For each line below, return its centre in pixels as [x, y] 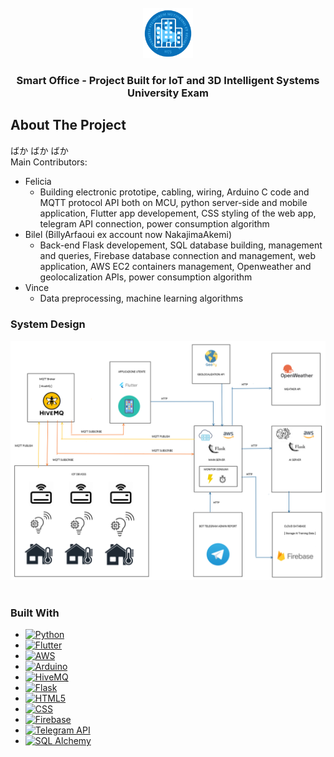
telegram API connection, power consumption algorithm [154, 223]
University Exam [167, 93]
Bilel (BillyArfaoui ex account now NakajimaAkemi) [128, 234]
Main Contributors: [49, 162]
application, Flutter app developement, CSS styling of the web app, [178, 213]
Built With [35, 613]
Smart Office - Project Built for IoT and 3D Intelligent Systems [168, 80]
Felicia [38, 181]
